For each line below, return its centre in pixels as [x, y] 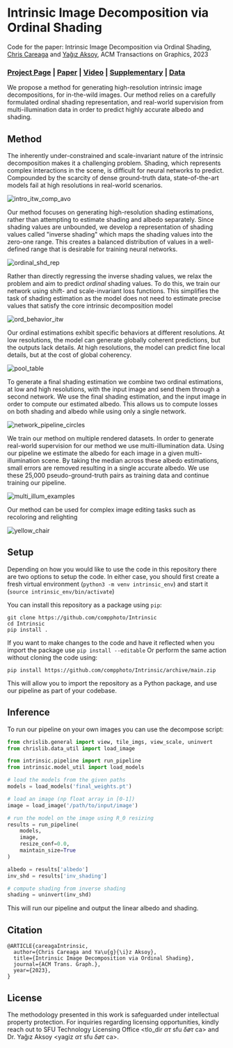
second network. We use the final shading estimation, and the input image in [117, 397]
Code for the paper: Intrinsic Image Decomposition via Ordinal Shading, [110, 47]
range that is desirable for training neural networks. [104, 249]
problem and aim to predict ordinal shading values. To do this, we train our [114, 284]
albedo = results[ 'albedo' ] [48, 869]
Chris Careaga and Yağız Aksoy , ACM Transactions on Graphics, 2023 [108, 54]
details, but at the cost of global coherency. [70, 355]
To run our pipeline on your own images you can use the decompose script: [115, 729]
